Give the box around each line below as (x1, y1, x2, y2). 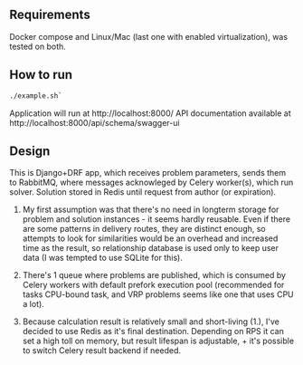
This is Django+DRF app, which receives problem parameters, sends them (9, 168, 287, 178)
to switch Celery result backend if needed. (22, 345, 182, 356)
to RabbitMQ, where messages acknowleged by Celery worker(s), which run (9, 177, 294, 188)
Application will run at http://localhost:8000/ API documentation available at (9, 108, 291, 119)
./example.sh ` (9, 91, 63, 101)
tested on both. (9, 41, 66, 52)
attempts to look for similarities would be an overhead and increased (22, 233, 279, 244)
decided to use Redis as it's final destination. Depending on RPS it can (22, 326, 285, 337)
